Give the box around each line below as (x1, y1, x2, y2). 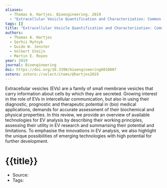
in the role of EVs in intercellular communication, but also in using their (5, 96, 150, 102)
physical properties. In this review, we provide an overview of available (5, 112, 150, 118)
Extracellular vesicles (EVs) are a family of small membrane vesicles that (5, 85, 153, 91)
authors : (5, 30, 23, 35)
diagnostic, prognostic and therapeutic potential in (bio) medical (5, 101, 137, 107)
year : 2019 (5, 58, 28, 63)
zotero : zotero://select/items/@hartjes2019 (5, 72, 99, 77)
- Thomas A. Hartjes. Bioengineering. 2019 (9, 12, 101, 17)
